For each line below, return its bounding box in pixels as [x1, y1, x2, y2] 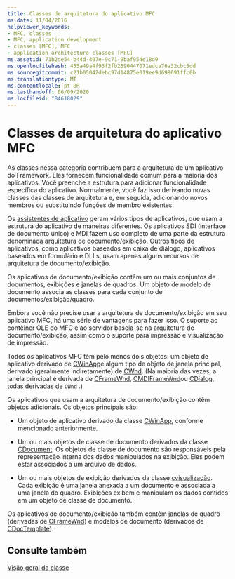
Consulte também [7, 545, 88, 557]
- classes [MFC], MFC [7, 43, 71, 50]
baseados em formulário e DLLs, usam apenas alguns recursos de [7, 251, 199, 260]
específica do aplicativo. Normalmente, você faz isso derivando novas [7, 185, 210, 194]
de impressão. [7, 338, 49, 347]
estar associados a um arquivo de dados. [17, 460, 137, 468]
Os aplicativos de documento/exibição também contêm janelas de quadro [7, 510, 221, 518]
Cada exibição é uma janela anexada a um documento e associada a [17, 481, 216, 489]
